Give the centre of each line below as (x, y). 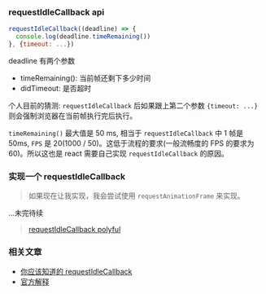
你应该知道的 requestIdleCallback (76, 271)
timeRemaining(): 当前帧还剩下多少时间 (85, 78)
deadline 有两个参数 (42, 60)
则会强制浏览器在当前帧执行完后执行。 (72, 116)
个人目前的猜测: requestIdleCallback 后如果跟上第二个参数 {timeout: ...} (133, 105)
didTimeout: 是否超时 (56, 88)
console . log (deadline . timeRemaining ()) (83, 37)
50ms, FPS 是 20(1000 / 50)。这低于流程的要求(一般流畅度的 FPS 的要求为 (131, 143)
